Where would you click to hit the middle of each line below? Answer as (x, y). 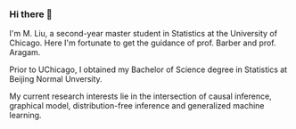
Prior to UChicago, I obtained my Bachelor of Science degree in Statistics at (148, 69)
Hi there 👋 (31, 14)
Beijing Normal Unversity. (56, 79)
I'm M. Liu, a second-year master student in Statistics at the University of (144, 34)
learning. (25, 116)
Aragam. (25, 52)
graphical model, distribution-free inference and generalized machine (137, 106)
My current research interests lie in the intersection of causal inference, (140, 96)
